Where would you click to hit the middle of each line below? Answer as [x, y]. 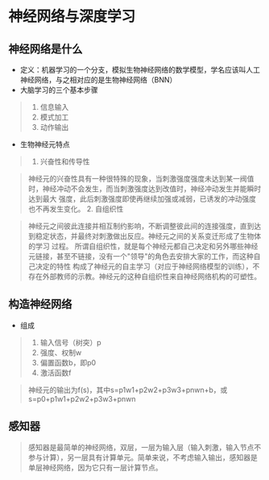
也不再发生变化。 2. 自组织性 [76, 209]
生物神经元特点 [45, 144]
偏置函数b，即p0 [68, 362]
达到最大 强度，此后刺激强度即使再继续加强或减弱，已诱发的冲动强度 [142, 199]
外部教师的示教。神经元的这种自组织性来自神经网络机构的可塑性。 [152, 276]
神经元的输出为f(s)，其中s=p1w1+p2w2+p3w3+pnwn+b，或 [128, 390]
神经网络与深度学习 [72, 17]
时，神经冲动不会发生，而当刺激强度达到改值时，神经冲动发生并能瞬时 [145, 189]
